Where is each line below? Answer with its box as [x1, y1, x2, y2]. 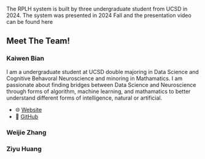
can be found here [6, 18, 53, 25]
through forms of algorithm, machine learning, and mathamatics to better [6, 87, 191, 95]
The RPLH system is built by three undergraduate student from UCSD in [6, 6, 188, 12]
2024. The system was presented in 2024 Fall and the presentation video [6, 12, 191, 19]
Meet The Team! [6, 36, 71, 46]
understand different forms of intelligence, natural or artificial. [6, 94, 163, 102]
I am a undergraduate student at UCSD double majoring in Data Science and [6, 68, 199, 75]
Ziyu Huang [6, 144, 42, 153]
